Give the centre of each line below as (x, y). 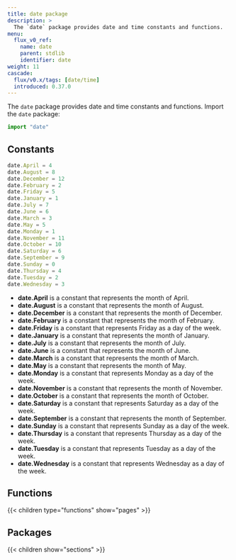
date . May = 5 (27, 225)
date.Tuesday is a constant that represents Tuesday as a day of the (117, 448)
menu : (15, 34)
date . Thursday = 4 (34, 271)
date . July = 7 (28, 205)
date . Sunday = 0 (31, 264)
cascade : (20, 73)
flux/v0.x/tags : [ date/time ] (57, 80)
